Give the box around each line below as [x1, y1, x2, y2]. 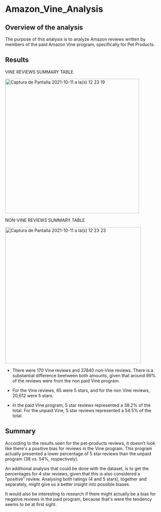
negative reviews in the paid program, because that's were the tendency [5, 496, 152, 502]
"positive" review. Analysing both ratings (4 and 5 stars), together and [5, 476, 147, 482]
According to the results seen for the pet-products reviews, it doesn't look [5, 440, 156, 446]
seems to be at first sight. [5, 501, 57, 507]
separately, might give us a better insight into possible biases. [5, 481, 130, 487]
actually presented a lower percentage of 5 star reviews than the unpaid [5, 451, 151, 457]
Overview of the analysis [5, 23, 83, 32]
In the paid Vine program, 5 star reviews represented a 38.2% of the [12, 402, 151, 408]
